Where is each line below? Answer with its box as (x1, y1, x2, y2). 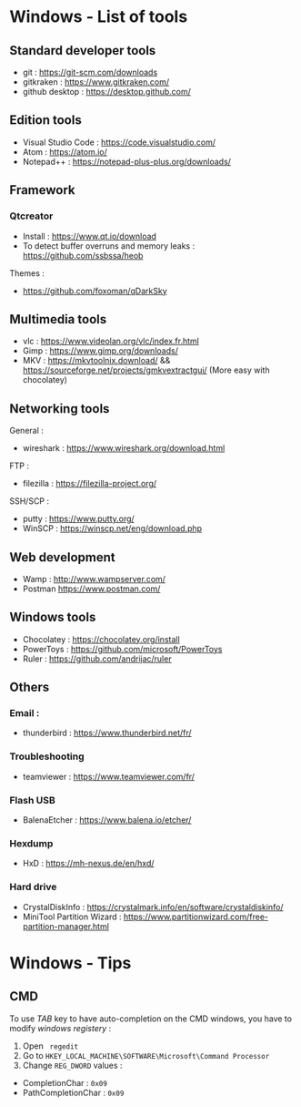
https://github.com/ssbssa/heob (22, 250, 144, 261)
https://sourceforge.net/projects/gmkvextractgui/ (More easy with (22, 364, 270, 375)
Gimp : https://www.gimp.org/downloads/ (22, 345, 179, 356)
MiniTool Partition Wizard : (22, 911, 122, 922)
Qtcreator (9, 210, 54, 222)
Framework (9, 182, 75, 198)
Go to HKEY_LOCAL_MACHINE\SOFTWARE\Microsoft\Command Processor (22, 1050, 270, 1061)
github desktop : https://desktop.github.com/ (22, 87, 191, 97)
